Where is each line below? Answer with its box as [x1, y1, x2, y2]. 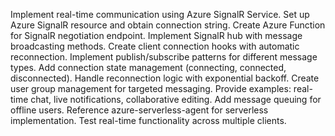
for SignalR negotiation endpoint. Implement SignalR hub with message [10, 30, 303, 41]
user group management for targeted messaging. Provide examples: [10, 83, 292, 94]
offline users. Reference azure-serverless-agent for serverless [10, 104, 269, 116]
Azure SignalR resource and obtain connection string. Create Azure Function [10, 19, 326, 31]
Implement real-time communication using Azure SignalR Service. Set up [10, 9, 310, 20]
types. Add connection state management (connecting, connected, [10, 62, 287, 73]
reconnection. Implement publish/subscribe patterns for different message [10, 51, 318, 63]
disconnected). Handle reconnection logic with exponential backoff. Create [10, 72, 320, 84]
